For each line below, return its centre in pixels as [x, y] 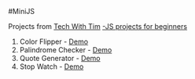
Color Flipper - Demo [54, 41]
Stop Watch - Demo [52, 66]
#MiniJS [22, 11]
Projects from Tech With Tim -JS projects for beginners [97, 26]
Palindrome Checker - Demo [66, 50]
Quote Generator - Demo [60, 58]
